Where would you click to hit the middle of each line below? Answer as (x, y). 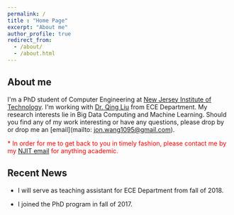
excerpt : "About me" (38, 27)
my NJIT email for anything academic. (63, 150)
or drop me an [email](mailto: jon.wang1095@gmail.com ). (91, 129)
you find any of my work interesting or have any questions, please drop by (116, 122)
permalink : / (27, 14)
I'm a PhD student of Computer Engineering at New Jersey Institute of (110, 99)
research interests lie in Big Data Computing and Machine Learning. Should (117, 114)
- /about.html (34, 54)
